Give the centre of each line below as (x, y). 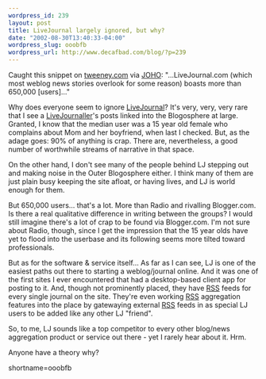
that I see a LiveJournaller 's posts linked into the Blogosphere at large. (123, 115)
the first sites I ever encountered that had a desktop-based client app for (127, 279)
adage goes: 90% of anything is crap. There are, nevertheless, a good (123, 141)
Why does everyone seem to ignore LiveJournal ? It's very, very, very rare (128, 107)
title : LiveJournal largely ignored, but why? (87, 30)
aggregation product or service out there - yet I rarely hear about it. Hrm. (127, 337)
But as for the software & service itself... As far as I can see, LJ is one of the (132, 263)
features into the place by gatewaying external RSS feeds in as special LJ (128, 305)
